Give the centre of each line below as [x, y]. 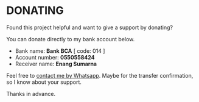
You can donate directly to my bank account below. [71, 39]
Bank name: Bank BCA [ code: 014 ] [60, 51]
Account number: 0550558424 [55, 57]
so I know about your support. [44, 82]
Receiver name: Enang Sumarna [56, 64]
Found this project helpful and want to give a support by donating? [90, 27]
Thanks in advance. [31, 93]
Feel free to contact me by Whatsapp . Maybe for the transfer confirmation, [100, 75]
